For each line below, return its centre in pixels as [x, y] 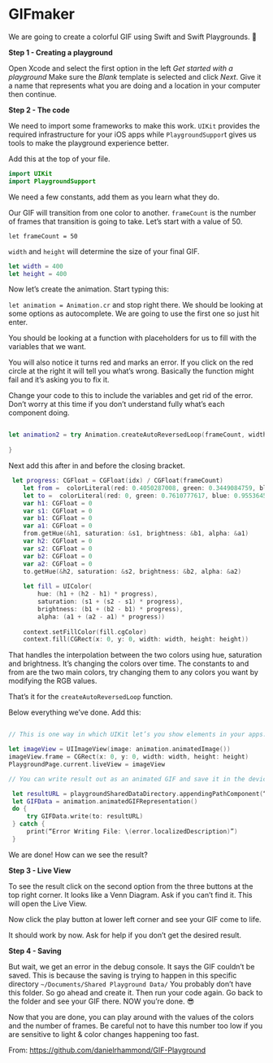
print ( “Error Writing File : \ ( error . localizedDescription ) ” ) [132, 832]
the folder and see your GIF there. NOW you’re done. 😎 [102, 1001]
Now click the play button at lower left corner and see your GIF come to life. [135, 919]
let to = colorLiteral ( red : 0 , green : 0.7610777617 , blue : [127, 496]
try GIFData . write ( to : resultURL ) [85, 816]
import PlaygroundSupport [52, 181]
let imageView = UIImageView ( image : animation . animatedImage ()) [119, 750]
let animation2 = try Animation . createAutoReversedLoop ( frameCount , [127, 435]
